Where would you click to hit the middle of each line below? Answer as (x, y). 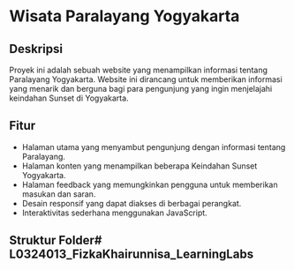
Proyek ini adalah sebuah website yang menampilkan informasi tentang (138, 70)
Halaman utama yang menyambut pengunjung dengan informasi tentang (154, 146)
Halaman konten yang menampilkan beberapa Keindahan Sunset (139, 166)
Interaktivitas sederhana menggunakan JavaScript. (114, 213)
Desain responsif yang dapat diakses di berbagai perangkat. (132, 203)
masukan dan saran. (59, 194)
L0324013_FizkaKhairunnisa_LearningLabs (132, 255)
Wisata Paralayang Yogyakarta (124, 16)
